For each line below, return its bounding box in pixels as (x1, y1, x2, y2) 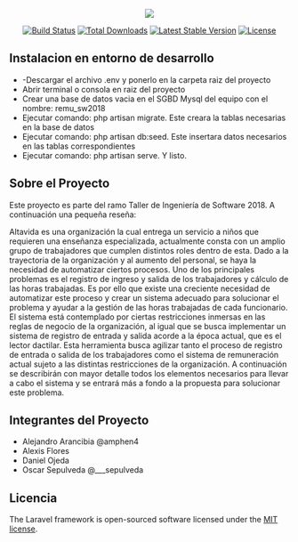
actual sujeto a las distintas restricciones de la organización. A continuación (9, 359, 287, 369)
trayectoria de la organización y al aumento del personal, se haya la (9, 255, 256, 265)
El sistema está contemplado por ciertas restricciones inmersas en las (9, 311, 266, 322)
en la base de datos (21, 121, 95, 133)
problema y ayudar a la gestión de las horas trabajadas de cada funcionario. (9, 302, 288, 312)
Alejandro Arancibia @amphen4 (21, 436, 140, 447)
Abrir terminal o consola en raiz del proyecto (21, 84, 186, 94)
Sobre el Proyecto (9, 176, 110, 191)
